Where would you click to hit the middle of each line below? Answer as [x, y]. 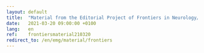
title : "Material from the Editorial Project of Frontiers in [88, 18]
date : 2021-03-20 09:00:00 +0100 [51, 23]
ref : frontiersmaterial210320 [49, 35]
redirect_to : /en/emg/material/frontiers [59, 40]
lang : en [20, 29]
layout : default [27, 12]
